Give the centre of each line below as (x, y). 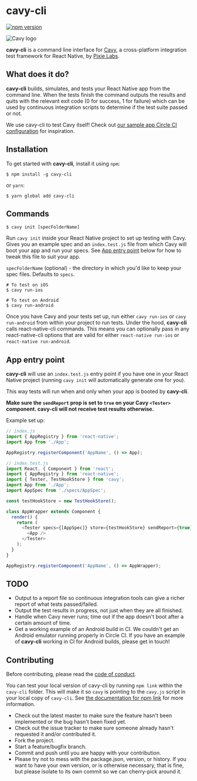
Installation (27, 150)
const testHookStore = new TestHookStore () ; (61, 501)
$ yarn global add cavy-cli (40, 196)
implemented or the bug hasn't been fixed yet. (70, 722)
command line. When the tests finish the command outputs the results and (96, 94)
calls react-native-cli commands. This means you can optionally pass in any (98, 329)
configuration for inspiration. (40, 131)
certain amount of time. (43, 623)
